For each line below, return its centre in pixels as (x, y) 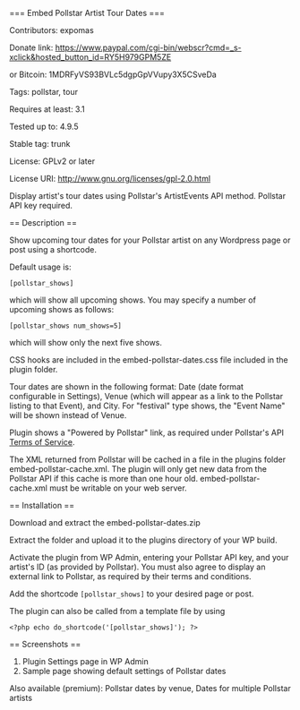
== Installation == (42, 505)
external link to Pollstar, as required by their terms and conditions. (131, 576)
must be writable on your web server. (118, 488)
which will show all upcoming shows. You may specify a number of (133, 300)
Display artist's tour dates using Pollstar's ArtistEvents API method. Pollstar (148, 196)
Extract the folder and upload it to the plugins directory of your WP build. (143, 540)
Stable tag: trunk (40, 144)
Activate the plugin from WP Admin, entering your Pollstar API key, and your (149, 557)
